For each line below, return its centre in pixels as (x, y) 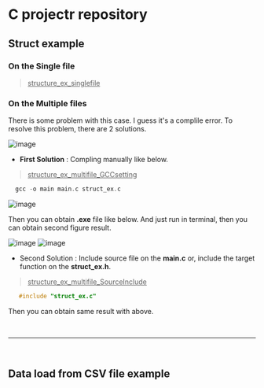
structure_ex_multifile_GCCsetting (82, 175)
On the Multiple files (48, 103)
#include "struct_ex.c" (57, 297)
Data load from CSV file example (89, 374)
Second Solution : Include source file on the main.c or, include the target (137, 258)
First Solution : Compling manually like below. (94, 160)
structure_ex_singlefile (64, 83)
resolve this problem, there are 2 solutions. (77, 129)
